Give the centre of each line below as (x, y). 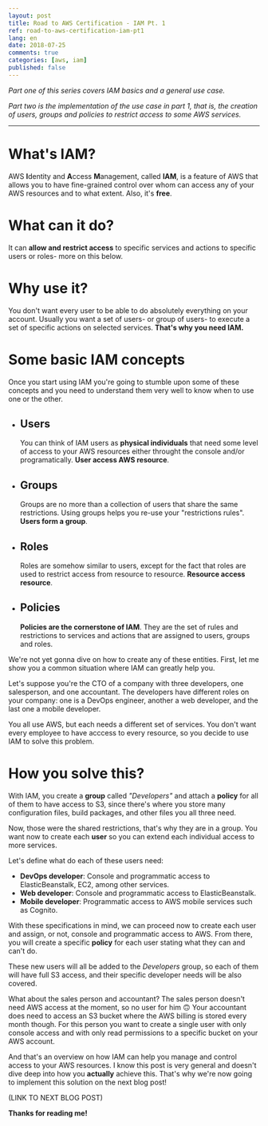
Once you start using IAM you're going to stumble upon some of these (124, 382)
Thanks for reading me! (48, 1113)
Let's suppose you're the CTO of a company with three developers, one (126, 683)
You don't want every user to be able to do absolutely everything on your (128, 310)
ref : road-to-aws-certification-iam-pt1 (77, 30)
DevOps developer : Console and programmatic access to (115, 876)
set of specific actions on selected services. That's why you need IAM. (126, 327)
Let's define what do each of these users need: (86, 860)
